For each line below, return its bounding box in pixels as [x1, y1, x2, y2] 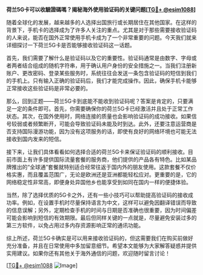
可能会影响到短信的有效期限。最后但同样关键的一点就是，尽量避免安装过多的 [6, 214, 197, 221]
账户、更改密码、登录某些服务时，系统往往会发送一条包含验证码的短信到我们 [6, 70, 197, 76]
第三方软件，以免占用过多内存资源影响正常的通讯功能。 [6, 222, 144, 229]
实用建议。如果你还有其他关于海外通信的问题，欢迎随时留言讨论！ [6, 250, 170, 257]
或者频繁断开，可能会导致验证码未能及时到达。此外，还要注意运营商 [22, 121, 192, 127]
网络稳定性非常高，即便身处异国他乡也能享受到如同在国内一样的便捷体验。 [6, 179, 192, 185]
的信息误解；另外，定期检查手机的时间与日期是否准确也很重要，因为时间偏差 [6, 207, 197, 214]
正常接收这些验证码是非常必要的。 [6, 85, 91, 91]
